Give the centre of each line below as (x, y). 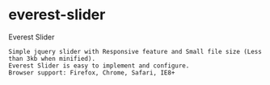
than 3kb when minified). (52, 59)
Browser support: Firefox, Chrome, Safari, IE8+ (92, 73)
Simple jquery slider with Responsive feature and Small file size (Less (135, 51)
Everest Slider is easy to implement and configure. (99, 66)
